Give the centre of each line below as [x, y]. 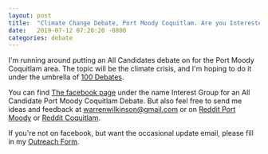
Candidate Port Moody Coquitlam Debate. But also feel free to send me [125, 101]
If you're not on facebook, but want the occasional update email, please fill [131, 133]
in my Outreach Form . [44, 142]
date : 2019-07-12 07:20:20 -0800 [67, 30]
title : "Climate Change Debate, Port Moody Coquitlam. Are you [117, 23]
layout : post [30, 15]
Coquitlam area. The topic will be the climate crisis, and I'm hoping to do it [130, 69]
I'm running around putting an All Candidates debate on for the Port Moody [132, 60]
